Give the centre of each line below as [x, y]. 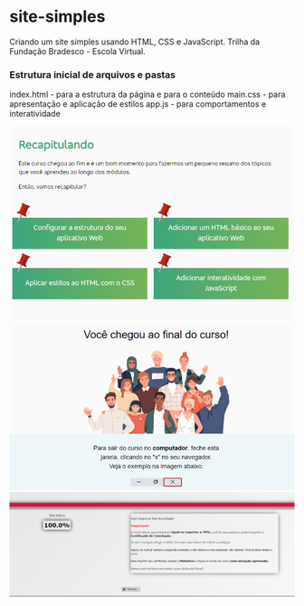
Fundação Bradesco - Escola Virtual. [78, 51]
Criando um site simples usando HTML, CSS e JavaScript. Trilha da [135, 42]
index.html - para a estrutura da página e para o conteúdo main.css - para [147, 95]
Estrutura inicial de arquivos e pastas [93, 74]
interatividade [35, 114]
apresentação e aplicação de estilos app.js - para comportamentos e [138, 104]
